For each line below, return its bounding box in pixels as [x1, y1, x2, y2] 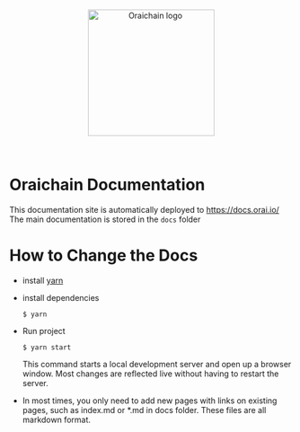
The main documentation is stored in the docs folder [9, 214, 201, 225]
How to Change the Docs [9, 245, 199, 266]
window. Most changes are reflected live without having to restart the [22, 368, 279, 379]
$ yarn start [22, 342, 72, 352]
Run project [22, 325, 66, 336]
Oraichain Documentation [9, 175, 206, 195]
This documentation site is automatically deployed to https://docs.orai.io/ [9, 204, 280, 215]
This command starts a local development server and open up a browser [22, 358, 292, 369]
